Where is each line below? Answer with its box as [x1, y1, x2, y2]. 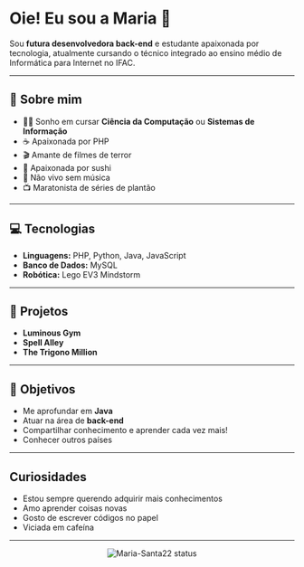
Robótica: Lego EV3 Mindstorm [22, 269, 141, 279]
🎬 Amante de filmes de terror [22, 149, 132, 160]
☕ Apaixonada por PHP [22, 136, 109, 146]
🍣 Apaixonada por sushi [22, 162, 111, 173]
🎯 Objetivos [9, 382, 76, 397]
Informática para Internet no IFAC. [9, 57, 136, 68]
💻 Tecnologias [9, 222, 96, 237]
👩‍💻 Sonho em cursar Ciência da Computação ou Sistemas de [22, 116, 255, 127]
